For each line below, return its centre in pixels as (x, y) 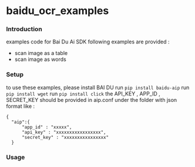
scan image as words (40, 59)
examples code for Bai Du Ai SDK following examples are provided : (88, 42)
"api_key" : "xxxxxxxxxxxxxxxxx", (64, 132)
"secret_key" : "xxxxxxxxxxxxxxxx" (65, 137)
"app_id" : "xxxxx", (47, 127)
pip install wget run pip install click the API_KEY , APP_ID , (83, 93)
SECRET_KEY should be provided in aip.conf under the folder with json (92, 100)
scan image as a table (41, 53)
